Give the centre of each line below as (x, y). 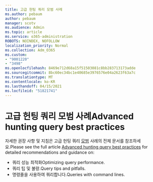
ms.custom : (16, 55)
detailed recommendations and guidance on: (50, 152)
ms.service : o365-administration (39, 37)
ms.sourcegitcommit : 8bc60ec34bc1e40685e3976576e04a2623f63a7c (70, 73)
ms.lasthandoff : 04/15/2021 (34, 86)
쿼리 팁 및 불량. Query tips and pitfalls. (49, 168)
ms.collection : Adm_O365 (30, 50)
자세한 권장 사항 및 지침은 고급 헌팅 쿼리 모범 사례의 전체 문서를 (65, 141)
